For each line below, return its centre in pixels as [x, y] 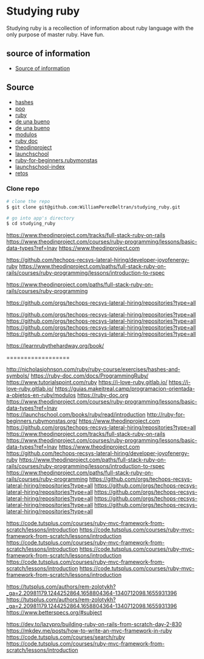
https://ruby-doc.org [103, 395]
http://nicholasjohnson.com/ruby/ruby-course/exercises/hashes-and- [93, 370]
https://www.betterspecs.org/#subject [54, 613]
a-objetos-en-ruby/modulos [41, 395]
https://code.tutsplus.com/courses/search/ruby [66, 637]
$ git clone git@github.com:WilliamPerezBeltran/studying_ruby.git [93, 207]
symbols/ [18, 376]
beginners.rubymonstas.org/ [42, 421]
